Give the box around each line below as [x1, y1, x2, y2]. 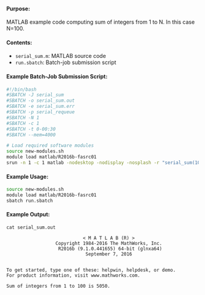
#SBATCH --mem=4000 [6, 132, 56, 138]
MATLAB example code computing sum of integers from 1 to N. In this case [6, 18, 195, 26]
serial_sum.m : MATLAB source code [15, 52, 106, 60]
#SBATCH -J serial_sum [6, 92, 64, 98]
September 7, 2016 [85, 251, 132, 257]
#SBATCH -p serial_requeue [6, 109, 75, 115]
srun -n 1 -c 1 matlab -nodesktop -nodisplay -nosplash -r [6, 160, 160, 166]
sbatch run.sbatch [6, 197, 53, 204]
